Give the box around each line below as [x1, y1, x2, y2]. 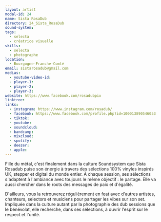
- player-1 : [9, 79, 34, 84]
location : [5, 57, 25, 62]
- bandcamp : [9, 129, 34, 134]
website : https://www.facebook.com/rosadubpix [5, 93, 101, 98]
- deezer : [9, 143, 29, 148]
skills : [5, 43, 21, 48]
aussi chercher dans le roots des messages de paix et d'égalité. [5, 181, 133, 187]
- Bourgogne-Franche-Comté [9, 61, 64, 66]
